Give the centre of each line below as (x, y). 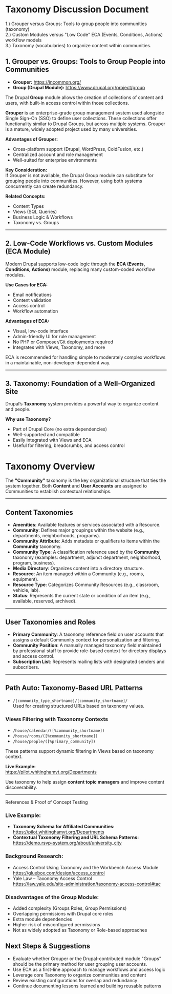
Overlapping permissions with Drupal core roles (63, 913)
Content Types (28, 206)
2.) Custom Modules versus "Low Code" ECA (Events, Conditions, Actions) (84, 34)
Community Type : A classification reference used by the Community (86, 552)
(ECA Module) (28, 252)
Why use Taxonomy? (28, 419)
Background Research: (34, 856)
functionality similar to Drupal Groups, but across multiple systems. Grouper (85, 124)
